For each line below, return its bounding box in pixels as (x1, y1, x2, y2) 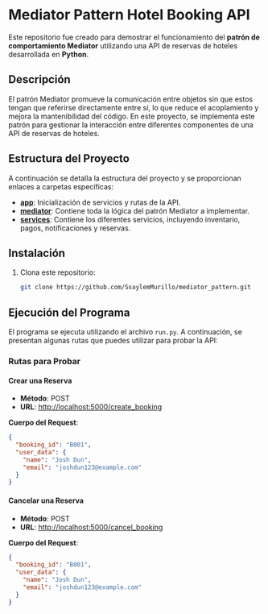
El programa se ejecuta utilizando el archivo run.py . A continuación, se (8, 327, 243, 337)
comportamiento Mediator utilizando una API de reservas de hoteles (8, 40, 238, 50)
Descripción (8, 73, 71, 86)
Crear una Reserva (8, 375, 72, 385)
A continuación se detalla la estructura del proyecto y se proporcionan (8, 173, 241, 183)
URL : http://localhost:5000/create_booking (19, 402, 163, 412)
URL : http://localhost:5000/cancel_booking (19, 522, 163, 532)
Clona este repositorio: (19, 268, 96, 277)
